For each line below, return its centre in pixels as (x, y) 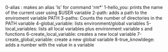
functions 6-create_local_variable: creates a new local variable (71, 34)
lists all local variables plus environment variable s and (95, 29)
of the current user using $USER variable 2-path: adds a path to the (76, 13)
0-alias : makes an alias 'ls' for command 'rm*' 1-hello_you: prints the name (84, 7)
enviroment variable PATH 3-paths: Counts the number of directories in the (84, 18)
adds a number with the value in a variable (50, 45)
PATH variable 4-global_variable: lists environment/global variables (75, 23)
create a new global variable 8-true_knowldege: (104, 39)
